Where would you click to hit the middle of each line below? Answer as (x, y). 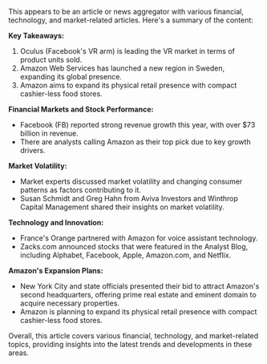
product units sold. (51, 60)
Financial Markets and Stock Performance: (81, 109)
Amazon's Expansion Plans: (56, 271)
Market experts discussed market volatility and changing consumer (131, 181)
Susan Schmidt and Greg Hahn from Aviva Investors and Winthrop (129, 198)
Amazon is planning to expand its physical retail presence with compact (138, 311)
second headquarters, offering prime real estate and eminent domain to (138, 295)
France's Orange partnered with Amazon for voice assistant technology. (139, 238)
